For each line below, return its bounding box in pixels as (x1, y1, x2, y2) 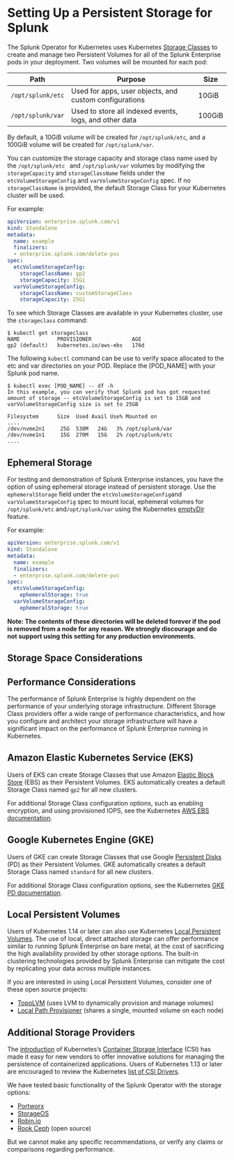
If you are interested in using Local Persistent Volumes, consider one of (7, 978, 212, 987)
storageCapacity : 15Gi (19, 276, 86, 284)
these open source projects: (7, 985, 88, 994)
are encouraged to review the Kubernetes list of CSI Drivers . (7, 1068, 180, 1076)
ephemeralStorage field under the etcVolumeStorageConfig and (7, 490, 182, 499)
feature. (7, 513, 30, 521)
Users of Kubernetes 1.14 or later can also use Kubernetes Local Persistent (7, 927, 221, 936)
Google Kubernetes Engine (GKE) (7, 834, 155, 846)
